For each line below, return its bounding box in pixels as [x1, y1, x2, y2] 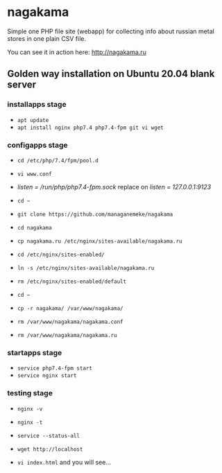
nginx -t [17, 419, 43, 426]
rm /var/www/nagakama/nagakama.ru [17, 332, 117, 338]
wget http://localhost [17, 445, 83, 453]
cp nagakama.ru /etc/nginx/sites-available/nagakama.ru [17, 237, 182, 245]
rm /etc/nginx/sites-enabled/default [17, 278, 127, 285]
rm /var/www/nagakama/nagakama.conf [17, 318, 123, 325]
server [7, 79, 37, 91]
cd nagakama [17, 224, 52, 231]
